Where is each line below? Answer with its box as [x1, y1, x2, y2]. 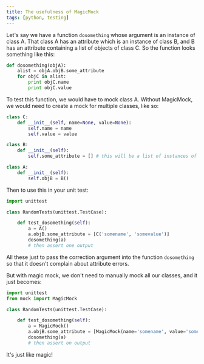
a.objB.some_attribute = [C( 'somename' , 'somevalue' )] [28, 231, 170, 237]
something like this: [6, 50, 55, 58]
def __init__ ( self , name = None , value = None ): [17, 120, 132, 126]
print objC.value [28, 85, 72, 91]
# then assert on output [28, 340, 91, 346]
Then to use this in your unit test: [6, 186, 89, 194]
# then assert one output [28, 242, 94, 249]
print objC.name [28, 79, 69, 86]
